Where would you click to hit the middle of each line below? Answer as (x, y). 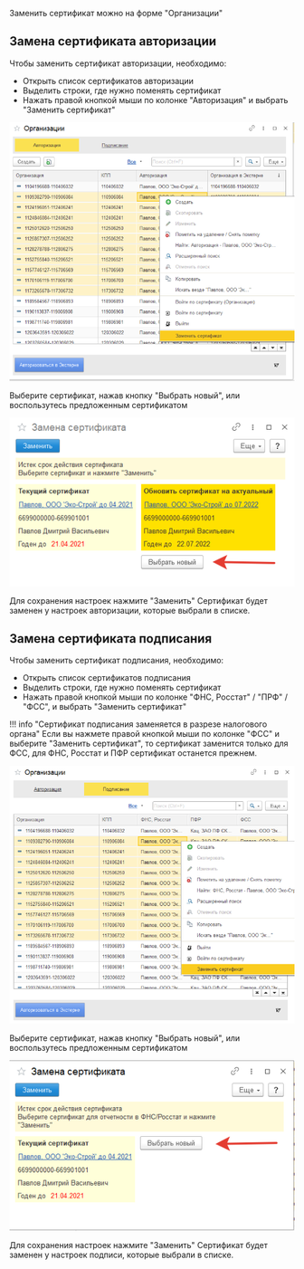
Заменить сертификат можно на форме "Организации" (116, 13)
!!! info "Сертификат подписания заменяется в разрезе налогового (138, 724)
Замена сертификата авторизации (113, 41)
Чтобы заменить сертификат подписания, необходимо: (117, 661)
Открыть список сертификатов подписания (107, 678)
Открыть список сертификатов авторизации (108, 81)
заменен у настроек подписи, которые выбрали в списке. (122, 1255)
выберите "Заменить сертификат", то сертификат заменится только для (149, 744)
